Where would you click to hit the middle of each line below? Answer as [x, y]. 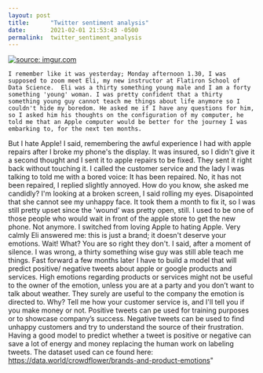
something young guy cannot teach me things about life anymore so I [124, 102]
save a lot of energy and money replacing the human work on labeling [121, 344]
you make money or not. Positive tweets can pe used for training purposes [129, 310]
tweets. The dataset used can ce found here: [81, 352]
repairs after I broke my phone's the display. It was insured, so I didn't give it [131, 152]
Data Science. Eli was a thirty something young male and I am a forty [130, 88]
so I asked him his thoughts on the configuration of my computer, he [126, 115]
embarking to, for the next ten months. [75, 129]
